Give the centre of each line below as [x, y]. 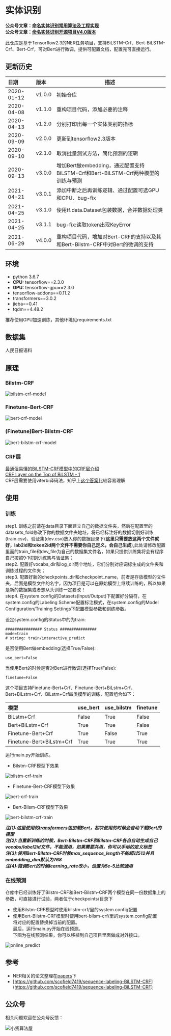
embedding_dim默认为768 [34, 859]
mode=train [17, 634]
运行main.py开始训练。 [29, 755]
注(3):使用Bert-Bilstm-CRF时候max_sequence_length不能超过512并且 [80, 853]
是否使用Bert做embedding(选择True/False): [50, 648]
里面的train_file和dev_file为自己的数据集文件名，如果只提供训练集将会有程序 [84, 551]
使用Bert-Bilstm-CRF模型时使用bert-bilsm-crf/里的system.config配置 [85, 916]
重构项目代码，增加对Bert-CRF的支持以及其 [109, 236]
